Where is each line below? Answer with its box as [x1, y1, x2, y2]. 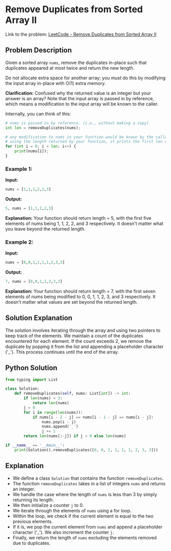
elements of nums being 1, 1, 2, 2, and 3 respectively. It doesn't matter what [5, 220, 164, 226]
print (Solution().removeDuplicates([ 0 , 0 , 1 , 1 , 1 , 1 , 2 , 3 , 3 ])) [14, 447, 158, 452]
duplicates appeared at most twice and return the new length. [5, 65, 135, 71]
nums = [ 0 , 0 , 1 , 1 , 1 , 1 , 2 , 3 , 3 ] [5, 260, 65, 265]
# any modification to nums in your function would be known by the [5, 134, 154, 139]
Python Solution [5, 364, 58, 372]
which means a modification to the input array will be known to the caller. [5, 101, 159, 107]
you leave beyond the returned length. [5, 225, 85, 232]
